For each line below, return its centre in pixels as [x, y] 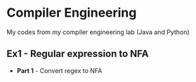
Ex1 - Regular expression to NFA [78, 54]
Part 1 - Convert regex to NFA [59, 70]
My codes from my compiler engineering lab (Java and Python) [98, 32]
